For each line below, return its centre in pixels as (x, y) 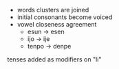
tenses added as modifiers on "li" (54, 59)
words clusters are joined (53, 10)
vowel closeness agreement (57, 24)
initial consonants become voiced (65, 17)
